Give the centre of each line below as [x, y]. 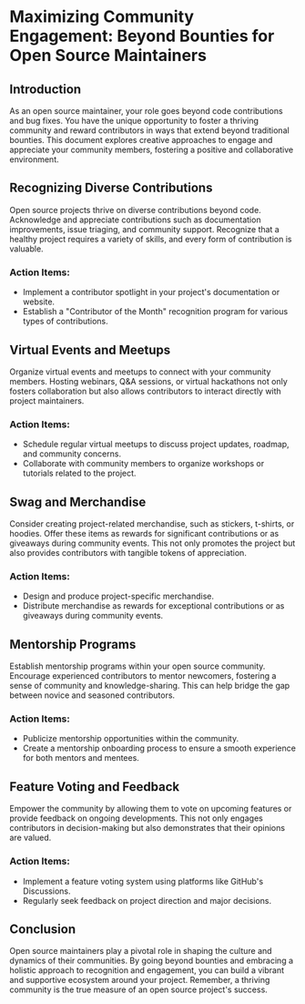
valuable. [26, 249]
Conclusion [43, 929]
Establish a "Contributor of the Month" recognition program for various [155, 312]
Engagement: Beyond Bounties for [142, 36]
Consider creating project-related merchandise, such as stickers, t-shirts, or [152, 524]
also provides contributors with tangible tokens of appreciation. [128, 553]
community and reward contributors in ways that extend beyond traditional [149, 130]
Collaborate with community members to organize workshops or [143, 464]
